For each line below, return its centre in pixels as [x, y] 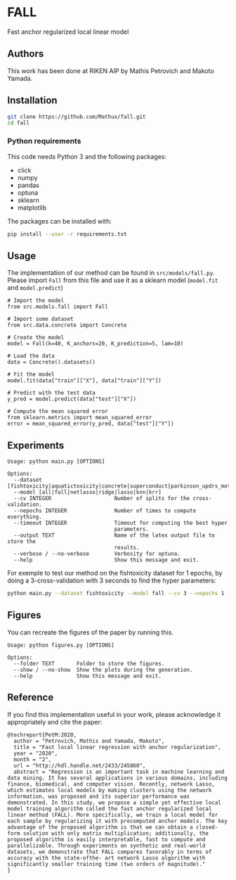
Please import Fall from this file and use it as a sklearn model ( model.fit [113, 280]
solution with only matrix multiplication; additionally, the [116, 833]
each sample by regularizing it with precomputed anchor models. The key [118, 821]
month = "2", [33, 759]
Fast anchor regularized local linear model [68, 32]
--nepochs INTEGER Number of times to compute [105, 511]
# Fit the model [31, 375]
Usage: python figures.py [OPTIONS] [61, 645]
